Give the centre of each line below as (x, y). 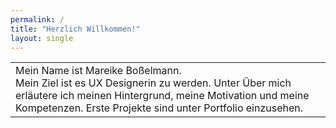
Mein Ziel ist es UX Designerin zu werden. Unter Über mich (153, 83)
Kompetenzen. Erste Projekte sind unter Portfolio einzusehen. (159, 108)
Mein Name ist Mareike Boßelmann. (98, 71)
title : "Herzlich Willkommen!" (75, 29)
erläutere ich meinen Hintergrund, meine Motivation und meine (162, 96)
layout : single (42, 38)
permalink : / (37, 19)
